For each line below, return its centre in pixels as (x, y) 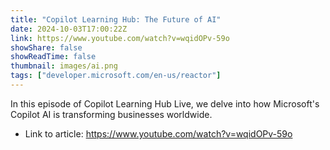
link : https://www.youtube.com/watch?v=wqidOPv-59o (120, 38)
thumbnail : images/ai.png (64, 66)
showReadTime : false (53, 57)
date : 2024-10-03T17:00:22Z (69, 29)
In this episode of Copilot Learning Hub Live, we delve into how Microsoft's (165, 103)
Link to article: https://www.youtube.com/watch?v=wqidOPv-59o (158, 133)
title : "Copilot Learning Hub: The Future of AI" (116, 19)
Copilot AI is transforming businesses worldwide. (111, 114)
